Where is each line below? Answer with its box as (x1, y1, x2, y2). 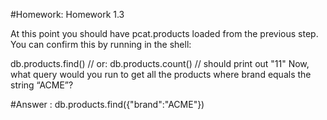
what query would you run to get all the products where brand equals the (10, 69, 312, 80)
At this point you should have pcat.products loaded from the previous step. (10, 28, 319, 39)
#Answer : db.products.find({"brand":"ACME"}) (10, 99, 205, 110)
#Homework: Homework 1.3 (10, 9, 125, 20)
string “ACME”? (10, 79, 74, 91)
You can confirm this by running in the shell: (10, 39, 192, 50)
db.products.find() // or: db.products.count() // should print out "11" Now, (10, 58, 310, 69)
